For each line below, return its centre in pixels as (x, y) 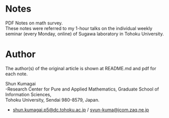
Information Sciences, (28, 94)
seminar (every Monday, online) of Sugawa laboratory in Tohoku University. (85, 34)
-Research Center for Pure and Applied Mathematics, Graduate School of (82, 89)
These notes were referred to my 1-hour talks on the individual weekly (79, 28)
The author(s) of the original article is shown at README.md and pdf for (81, 68)
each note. (17, 74)
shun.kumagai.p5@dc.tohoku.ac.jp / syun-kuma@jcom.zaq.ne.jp (81, 109)
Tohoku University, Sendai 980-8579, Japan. (52, 100)
